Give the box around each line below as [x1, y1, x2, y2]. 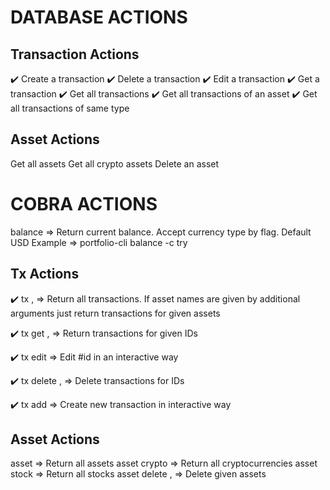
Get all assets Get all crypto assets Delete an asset [10, 157, 220, 170]
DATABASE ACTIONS [10, 6, 188, 29]
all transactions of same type [10, 102, 130, 114]
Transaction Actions [10, 46, 140, 63]
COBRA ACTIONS [10, 193, 158, 215]
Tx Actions [10, 266, 80, 283]
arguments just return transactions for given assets [10, 307, 221, 319]
